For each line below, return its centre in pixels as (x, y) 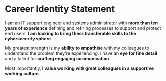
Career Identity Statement (60, 9)
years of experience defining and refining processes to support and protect (83, 28)
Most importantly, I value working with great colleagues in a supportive (80, 68)
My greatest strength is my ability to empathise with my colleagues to (77, 48)
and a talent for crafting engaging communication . (58, 58)
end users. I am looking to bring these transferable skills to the (71, 33)
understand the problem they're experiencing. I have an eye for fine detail (81, 53)
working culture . (23, 73)
